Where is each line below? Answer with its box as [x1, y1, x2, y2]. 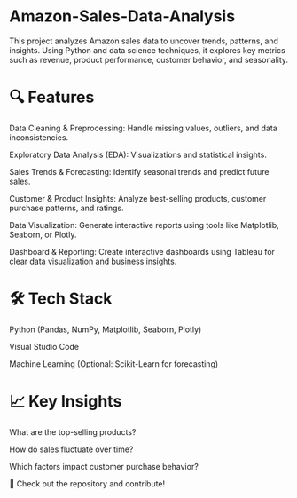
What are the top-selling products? [9, 426, 137, 437]
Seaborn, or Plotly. [9, 229, 77, 240]
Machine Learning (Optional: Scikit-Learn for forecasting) [9, 358, 219, 369]
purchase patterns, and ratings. [9, 202, 124, 213]
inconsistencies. [9, 131, 69, 143]
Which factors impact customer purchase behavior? [9, 461, 199, 471]
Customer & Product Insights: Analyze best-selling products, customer [9, 193, 267, 203]
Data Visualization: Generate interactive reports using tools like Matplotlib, [9, 219, 279, 230]
